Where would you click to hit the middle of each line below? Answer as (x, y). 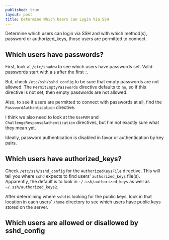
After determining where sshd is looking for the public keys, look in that (79, 197)
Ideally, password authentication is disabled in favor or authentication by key (84, 138)
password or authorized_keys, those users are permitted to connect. (76, 39)
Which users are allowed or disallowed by (72, 223)
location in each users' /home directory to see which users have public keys (83, 202)
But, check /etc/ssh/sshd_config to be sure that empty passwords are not (82, 82)
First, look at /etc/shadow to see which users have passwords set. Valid (79, 67)
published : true (22, 10)
